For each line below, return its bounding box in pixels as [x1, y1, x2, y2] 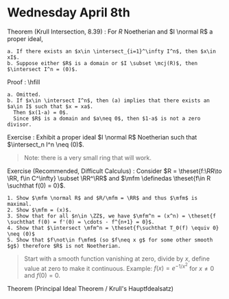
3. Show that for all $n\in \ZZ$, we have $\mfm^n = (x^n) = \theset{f [7, 212, 216, 220]
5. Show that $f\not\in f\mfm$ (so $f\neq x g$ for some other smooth [7, 236, 213, 244]
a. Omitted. [7, 91, 41, 98]
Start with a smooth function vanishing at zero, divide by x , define [23, 255, 210, 263]
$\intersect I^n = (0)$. [7, 66, 78, 73]
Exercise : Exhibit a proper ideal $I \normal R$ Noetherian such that [7, 133, 197, 141]
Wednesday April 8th [7, 5, 130, 21]
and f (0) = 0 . [23, 272, 60, 280]
